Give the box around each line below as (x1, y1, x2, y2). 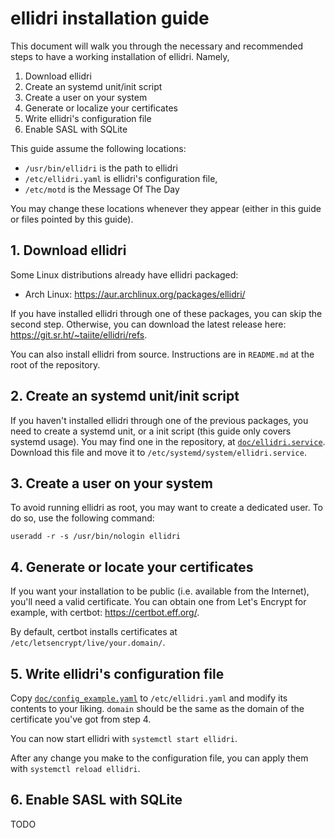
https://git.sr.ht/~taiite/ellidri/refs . (10, 328, 148, 341)
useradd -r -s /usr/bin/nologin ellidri (10, 532, 182, 542)
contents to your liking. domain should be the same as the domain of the (10, 703, 305, 714)
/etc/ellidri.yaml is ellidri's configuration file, (24, 172, 218, 184)
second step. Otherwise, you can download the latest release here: (10, 318, 287, 330)
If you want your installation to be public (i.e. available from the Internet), (10, 585, 310, 597)
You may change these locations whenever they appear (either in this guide (10, 202, 322, 214)
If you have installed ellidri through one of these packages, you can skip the (10, 307, 323, 319)
